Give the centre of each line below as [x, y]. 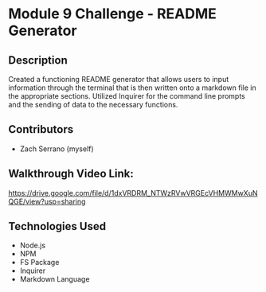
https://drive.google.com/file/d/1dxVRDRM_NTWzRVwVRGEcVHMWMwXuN [133, 193]
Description [38, 60]
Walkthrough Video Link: [71, 174]
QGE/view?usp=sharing [47, 201]
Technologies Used [57, 226]
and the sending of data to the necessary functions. [93, 105]
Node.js [33, 245]
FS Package [39, 263]
